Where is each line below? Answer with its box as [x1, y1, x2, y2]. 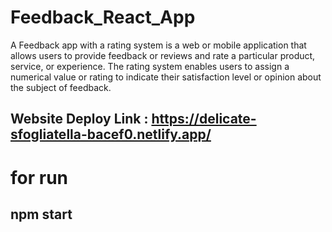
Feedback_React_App [10, 6, 196, 29]
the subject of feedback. [10, 81, 112, 93]
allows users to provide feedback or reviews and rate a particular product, [10, 49, 316, 61]
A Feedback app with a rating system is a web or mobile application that [10, 39, 307, 51]
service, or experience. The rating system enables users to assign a [10, 60, 290, 72]
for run [10, 166, 69, 189]
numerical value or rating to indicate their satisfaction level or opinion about [10, 71, 322, 83]
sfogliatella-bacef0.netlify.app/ [10, 126, 212, 143]
